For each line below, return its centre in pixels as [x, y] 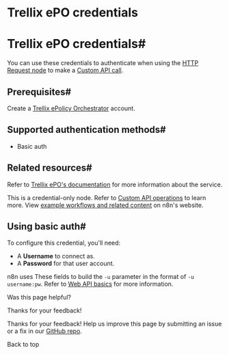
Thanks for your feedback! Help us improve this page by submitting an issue [114, 324]
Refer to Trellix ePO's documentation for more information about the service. [115, 184]
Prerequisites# [39, 91]
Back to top [23, 345]
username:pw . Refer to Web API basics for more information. [90, 284]
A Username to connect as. [56, 256]
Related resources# [50, 168]
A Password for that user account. [66, 264]
